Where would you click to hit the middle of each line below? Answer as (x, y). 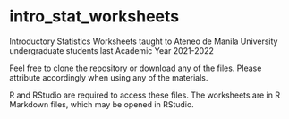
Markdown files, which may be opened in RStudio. (102, 104)
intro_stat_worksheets (94, 17)
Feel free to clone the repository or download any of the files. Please (136, 68)
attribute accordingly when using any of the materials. (109, 77)
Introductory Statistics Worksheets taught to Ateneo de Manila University (144, 41)
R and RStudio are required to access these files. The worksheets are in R (144, 95)
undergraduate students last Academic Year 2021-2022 (112, 50)
